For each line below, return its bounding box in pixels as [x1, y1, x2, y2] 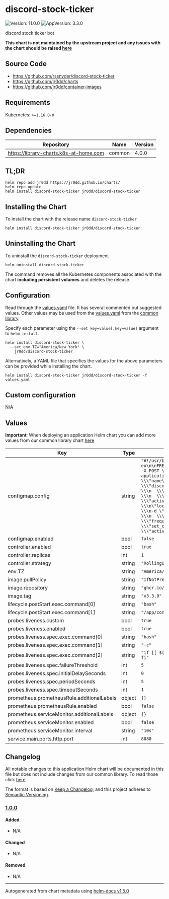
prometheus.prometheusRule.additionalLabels [8, 695, 117, 702]
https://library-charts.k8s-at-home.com [8, 149, 104, 157]
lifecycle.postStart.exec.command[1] [8, 609, 96, 616]
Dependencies [5, 126, 52, 134]
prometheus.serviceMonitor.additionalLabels [8, 711, 114, 718]
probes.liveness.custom [8, 617, 64, 624]
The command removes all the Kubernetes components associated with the [5, 271, 162, 277]
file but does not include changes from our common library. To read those [5, 771, 158, 777]
